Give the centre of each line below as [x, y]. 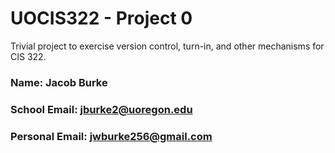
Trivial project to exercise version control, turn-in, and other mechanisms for [167, 46]
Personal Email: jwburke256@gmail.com [111, 136]
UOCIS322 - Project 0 [101, 18]
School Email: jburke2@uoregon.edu [101, 109]
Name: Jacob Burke [59, 82]
